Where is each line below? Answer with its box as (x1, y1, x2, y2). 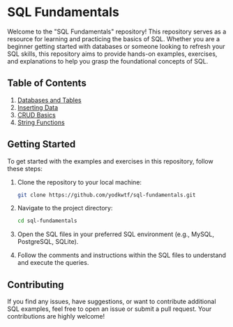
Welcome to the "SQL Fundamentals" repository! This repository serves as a (7, 27, 227, 36)
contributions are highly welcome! (7, 312, 105, 321)
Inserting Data (17, 103, 59, 112)
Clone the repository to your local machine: (17, 177, 142, 186)
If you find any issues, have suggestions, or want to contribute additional (7, 298, 216, 306)
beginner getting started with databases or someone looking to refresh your (7, 42, 225, 50)
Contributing (7, 279, 64, 291)
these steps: (7, 164, 43, 173)
